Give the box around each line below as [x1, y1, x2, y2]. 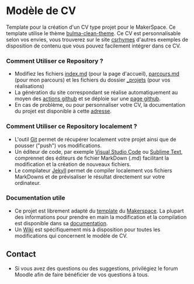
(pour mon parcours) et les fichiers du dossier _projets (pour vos [14, 76, 171, 83]
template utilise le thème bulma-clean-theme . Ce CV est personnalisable [6, 29, 181, 36]
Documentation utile [6, 194, 65, 202]
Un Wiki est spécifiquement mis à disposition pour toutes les [14, 226, 161, 233]
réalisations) [14, 83, 45, 90]
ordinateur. [14, 179, 41, 186]
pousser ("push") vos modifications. [14, 142, 102, 149]
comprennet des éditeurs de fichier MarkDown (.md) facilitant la [14, 154, 169, 161]
